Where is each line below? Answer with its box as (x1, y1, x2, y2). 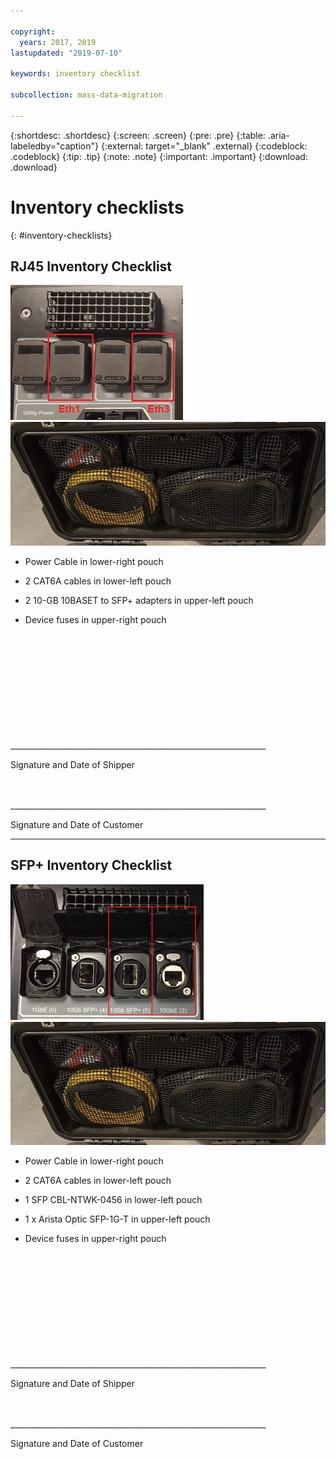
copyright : (10, 26, 56, 37)
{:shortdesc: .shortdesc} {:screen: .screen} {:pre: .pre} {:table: (10, 129, 266, 141)
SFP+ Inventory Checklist (10, 857, 173, 874)
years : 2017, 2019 (19, 37, 97, 47)
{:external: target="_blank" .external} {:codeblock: (100, 140, 308, 152)
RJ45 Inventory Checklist (10, 258, 173, 275)
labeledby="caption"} (10, 140, 99, 152)
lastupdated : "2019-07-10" (10, 48, 123, 58)
